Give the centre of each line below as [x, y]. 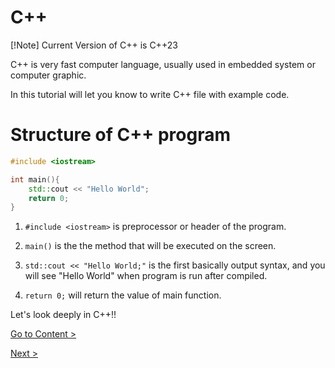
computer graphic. [48, 75]
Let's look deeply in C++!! [63, 315]
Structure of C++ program [120, 135]
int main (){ [35, 179]
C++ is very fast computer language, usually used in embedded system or [163, 64]
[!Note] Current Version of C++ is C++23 [94, 45]
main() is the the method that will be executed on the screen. [150, 246]
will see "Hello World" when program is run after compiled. [146, 276]
